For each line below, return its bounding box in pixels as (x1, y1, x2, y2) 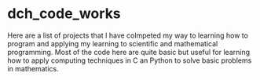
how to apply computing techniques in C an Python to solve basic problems (7, 56, 252, 65)
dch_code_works (7, 5, 121, 23)
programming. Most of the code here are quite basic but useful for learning (7, 47, 251, 56)
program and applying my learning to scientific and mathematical (7, 38, 218, 48)
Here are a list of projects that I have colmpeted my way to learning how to (7, 31, 249, 40)
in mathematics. (7, 64, 60, 73)
